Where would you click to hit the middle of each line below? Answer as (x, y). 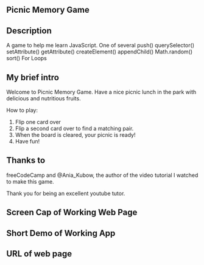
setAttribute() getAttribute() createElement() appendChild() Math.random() (100, 52)
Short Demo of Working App (61, 233)
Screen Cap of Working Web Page (72, 212)
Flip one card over (38, 122)
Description (29, 31)
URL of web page (39, 254)
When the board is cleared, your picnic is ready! (75, 135)
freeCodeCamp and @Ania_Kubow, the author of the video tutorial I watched (102, 175)
